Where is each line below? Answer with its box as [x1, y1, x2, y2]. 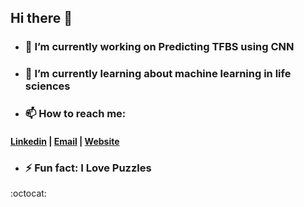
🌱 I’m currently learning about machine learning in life [24, 67, 292, 81]
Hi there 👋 [10, 10, 73, 27]
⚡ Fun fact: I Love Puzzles [24, 161, 152, 175]
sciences [24, 79, 71, 93]
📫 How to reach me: [24, 107, 127, 121]
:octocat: [10, 187, 47, 200]
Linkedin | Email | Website [10, 135, 120, 147]
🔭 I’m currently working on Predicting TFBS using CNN [24, 40, 295, 54]
